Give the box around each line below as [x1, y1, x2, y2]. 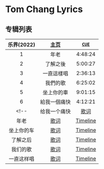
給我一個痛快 [40, 99, 71, 105]
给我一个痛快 [40, 108, 71, 115]
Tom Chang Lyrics [5, 4, 83, 15]
